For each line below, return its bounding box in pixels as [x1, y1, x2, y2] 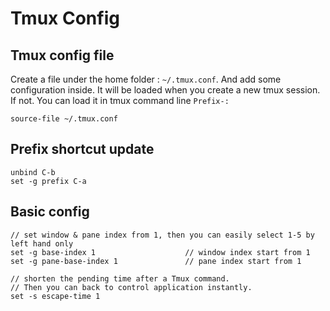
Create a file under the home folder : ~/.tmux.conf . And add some [10, 73, 282, 85]
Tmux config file [10, 47, 115, 64]
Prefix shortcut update [10, 141, 155, 158]
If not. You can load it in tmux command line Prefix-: [10, 95, 230, 106]
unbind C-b [10, 167, 56, 177]
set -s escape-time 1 [10, 291, 101, 301]
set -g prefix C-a [10, 176, 87, 186]
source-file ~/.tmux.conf [10, 114, 118, 124]
